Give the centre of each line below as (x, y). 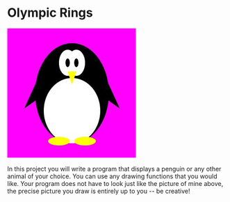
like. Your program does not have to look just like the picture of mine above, (115, 183)
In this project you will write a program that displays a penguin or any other (114, 169)
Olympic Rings (50, 13)
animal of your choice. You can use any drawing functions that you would (112, 176)
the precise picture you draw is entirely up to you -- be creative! (99, 191)
